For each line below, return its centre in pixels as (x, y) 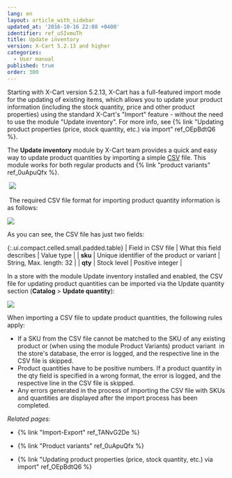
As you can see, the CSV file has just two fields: (76, 234)
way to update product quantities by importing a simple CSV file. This (107, 157)
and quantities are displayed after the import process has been (107, 398)
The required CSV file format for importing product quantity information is (115, 200)
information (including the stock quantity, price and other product (101, 107)
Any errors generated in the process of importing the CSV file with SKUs (121, 390)
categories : (24, 53)
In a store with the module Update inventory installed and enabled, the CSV (115, 276)
